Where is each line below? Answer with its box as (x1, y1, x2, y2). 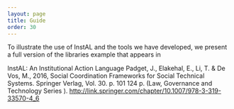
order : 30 (7, 23, 37, 30)
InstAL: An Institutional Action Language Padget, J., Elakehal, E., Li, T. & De (7, 64, 225, 73)
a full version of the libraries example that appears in (7, 50, 161, 59)
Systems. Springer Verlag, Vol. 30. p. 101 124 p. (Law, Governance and (7, 79, 213, 88)
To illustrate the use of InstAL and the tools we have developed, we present (7, 43, 228, 52)
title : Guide (7, 17, 46, 24)
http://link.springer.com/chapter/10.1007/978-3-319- (69, 86, 222, 96)
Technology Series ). (7, 86, 68, 96)
